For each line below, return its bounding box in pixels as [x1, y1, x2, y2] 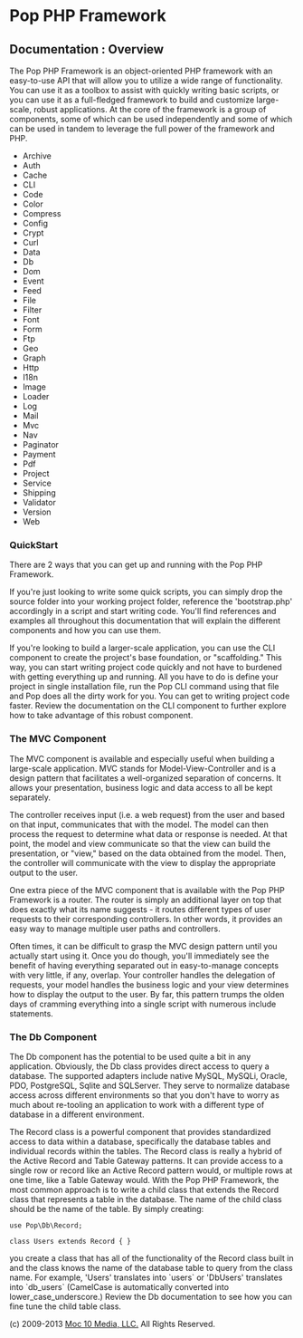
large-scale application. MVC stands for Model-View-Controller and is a [9, 763, 277, 774]
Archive [22, 150, 52, 161]
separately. [9, 792, 52, 803]
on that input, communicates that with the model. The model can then [9, 819, 269, 830]
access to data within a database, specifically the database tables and [9, 1136, 271, 1147]
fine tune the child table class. [9, 1301, 122, 1312]
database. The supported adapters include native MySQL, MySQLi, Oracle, [9, 1070, 288, 1081]
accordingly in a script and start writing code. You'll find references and [9, 606, 277, 617]
